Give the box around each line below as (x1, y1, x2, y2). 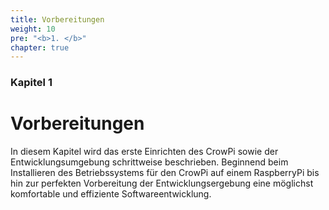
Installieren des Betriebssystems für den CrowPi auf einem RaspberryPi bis (10, 167, 320, 179)
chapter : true (10, 42, 70, 53)
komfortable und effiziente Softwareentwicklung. (10, 188, 212, 200)
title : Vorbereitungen (10, 14, 105, 25)
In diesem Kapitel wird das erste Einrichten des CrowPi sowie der (10, 146, 279, 158)
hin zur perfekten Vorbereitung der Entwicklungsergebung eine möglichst (10, 177, 314, 190)
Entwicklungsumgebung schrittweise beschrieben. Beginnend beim (10, 156, 289, 168)
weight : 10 (10, 24, 56, 34)
